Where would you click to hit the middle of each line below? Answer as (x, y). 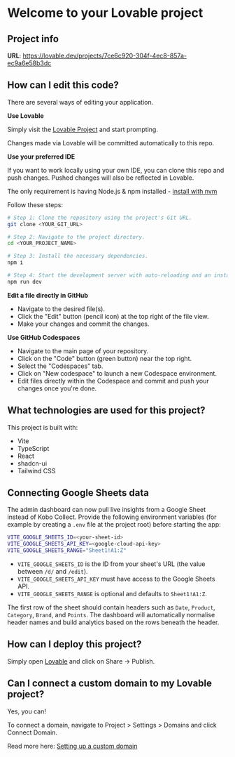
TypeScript (33, 448)
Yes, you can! (27, 711)
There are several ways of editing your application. (80, 102)
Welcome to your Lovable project (105, 13)
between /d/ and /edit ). (53, 572)
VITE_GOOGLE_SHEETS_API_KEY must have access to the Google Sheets (116, 579)
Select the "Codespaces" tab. (60, 366)
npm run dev (24, 282)
